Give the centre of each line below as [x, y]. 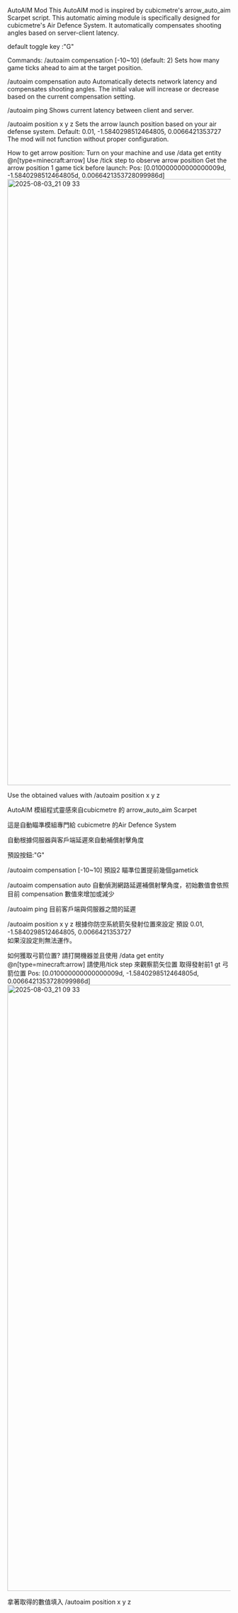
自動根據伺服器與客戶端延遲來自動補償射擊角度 [75, 840]
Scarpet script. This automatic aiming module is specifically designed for [114, 18]
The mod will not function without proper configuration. [88, 139]
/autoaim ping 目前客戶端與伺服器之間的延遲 [72, 909]
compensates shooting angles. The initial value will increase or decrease [113, 89]
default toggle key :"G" [41, 46]
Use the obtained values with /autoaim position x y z [84, 795]
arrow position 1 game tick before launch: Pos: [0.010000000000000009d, [117, 168]
